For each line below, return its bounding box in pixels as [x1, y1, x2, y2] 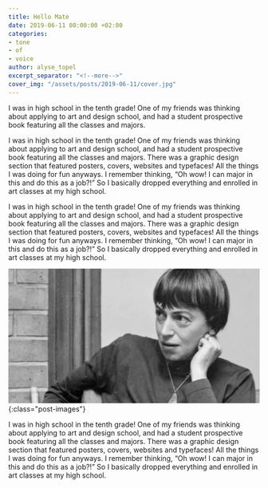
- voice [8, 55, 34, 63]
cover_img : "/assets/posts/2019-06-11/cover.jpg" [8, 80, 177, 88]
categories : [8, 30, 48, 37]
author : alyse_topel [8, 64, 77, 72]
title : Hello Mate [8, 13, 69, 21]
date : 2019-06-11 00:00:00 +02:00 [8, 21, 124, 30]
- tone [8, 38, 30, 46]
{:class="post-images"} [8, 403, 86, 414]
